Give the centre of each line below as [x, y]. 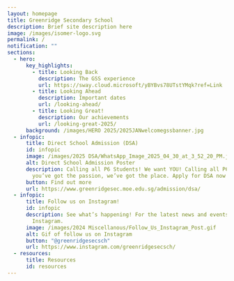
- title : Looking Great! [68, 111]
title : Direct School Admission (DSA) [82, 144]
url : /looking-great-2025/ [77, 124]
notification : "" [32, 46]
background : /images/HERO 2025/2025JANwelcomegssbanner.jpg [115, 130]
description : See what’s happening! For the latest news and [116, 215]
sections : [22, 53]
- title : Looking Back [65, 72]
